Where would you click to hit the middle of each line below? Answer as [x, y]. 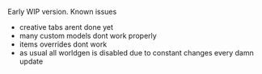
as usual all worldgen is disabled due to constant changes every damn [136, 53]
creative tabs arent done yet [66, 27]
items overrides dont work [63, 44]
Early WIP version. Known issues [62, 12]
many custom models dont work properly [88, 36]
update [31, 61]
